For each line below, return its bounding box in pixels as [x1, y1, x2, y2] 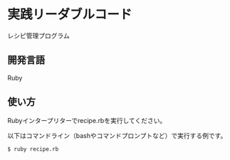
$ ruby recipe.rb [7, 145, 59, 153]
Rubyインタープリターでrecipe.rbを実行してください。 [7, 116, 167, 124]
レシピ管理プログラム [7, 31, 70, 40]
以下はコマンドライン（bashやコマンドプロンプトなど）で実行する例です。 [7, 131, 227, 139]
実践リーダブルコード [7, 6, 132, 23]
